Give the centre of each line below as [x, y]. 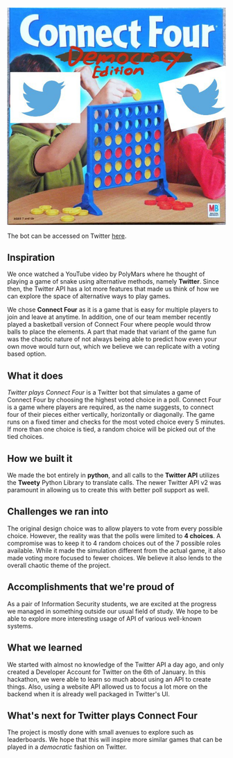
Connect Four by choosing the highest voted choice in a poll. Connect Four [114, 400]
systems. [20, 626]
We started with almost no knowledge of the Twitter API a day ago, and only [115, 664]
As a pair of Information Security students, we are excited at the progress [112, 603]
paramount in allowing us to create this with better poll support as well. [109, 490]
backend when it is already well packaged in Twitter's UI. [88, 694]
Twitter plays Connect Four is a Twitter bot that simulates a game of [104, 393]
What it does [35, 376]
